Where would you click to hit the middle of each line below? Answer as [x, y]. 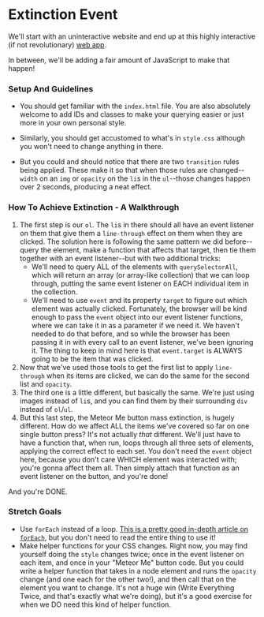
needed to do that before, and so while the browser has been [130, 334]
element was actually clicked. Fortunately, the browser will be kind [139, 308]
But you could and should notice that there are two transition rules [129, 162]
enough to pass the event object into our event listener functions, [137, 316]
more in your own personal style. [73, 123]
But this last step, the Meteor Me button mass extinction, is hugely [127, 417]
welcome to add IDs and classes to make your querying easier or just [132, 114]
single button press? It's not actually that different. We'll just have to [130, 434]
